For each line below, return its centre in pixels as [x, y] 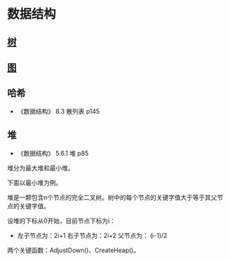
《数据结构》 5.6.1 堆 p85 [53, 153]
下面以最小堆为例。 [35, 182]
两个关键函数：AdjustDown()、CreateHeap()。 [73, 250]
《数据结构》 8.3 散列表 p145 [59, 111]
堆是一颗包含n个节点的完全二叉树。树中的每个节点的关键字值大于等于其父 [112, 197]
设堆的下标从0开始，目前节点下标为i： [62, 220]
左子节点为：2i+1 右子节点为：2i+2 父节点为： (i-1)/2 [92, 235]
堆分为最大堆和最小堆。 [41, 168]
